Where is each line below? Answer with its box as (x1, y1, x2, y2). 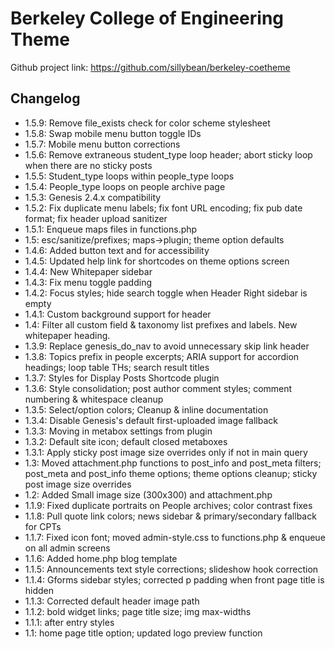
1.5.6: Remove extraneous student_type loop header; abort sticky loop (24, 148, 313, 161)
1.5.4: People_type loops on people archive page (24, 180, 226, 192)
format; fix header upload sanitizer (24, 212, 168, 224)
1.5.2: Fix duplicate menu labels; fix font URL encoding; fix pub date (24, 202, 303, 214)
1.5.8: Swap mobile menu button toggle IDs (24, 127, 202, 139)
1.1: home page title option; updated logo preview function (24, 627, 263, 639)
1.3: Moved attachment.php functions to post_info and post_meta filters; (24, 457, 322, 469)
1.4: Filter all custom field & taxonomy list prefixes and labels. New (24, 318, 298, 331)
